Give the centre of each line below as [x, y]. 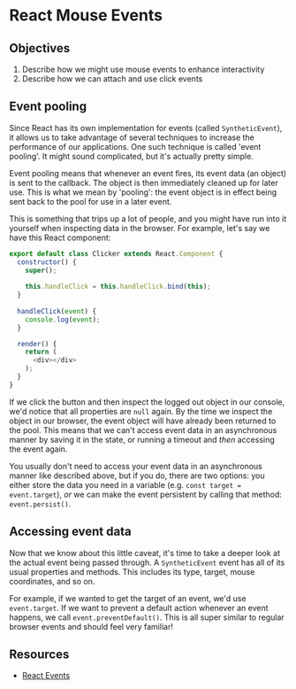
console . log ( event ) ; [63, 320]
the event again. [38, 449]
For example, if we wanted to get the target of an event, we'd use [128, 598]
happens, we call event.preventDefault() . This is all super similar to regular [147, 617]
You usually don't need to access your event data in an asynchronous [136, 466]
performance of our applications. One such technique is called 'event [135, 146]
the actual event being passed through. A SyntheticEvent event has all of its [147, 562]
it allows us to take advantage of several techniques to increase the [132, 137]
